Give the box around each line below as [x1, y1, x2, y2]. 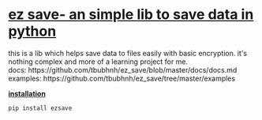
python [8, 22, 57, 40]
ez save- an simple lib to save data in [8, 6, 254, 24]
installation [8, 88, 46, 98]
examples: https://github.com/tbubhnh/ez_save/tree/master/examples [8, 73, 235, 83]
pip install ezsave [8, 104, 73, 112]
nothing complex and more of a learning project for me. [8, 57, 188, 66]
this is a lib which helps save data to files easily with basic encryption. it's [8, 48, 247, 58]
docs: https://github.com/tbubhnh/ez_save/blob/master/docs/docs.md [8, 65, 238, 74]
